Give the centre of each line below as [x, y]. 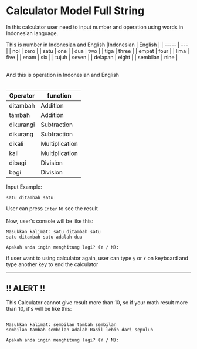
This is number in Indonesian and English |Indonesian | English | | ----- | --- [97, 45]
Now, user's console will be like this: [50, 221]
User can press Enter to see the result [52, 208]
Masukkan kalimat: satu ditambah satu [53, 231]
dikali [16, 143]
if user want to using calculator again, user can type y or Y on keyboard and [97, 258]
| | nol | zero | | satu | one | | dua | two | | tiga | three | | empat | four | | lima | [98, 51]
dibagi [18, 163]
